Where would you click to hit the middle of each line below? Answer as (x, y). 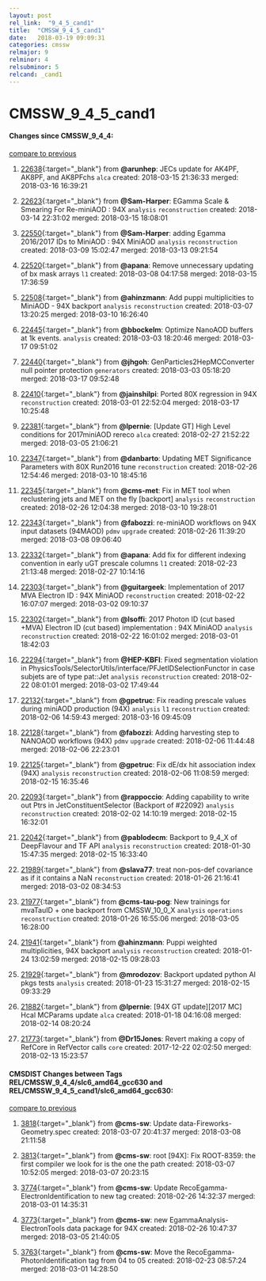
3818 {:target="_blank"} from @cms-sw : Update (99, 1123)
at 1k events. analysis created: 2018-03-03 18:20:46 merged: (121, 338)
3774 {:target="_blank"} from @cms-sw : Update (99, 1188)
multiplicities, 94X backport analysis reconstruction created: (121, 951)
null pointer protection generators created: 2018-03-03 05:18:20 (125, 371)
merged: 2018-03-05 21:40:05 (70, 1237)
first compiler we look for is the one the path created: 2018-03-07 (128, 1164)
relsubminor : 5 (34, 67)
